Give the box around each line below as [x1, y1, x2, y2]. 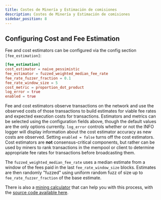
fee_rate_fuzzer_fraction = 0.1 [5, 75, 71, 81]
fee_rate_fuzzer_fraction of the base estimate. [5, 175, 102, 181]
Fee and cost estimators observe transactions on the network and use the [5, 103, 154, 109]
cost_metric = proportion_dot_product [5, 85, 84, 90]
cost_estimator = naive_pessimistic [5, 67, 80, 72]
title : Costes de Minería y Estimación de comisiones [5, 7, 117, 12]
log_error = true [5, 89, 41, 95]
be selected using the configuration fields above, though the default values [5, 119, 157, 125]
